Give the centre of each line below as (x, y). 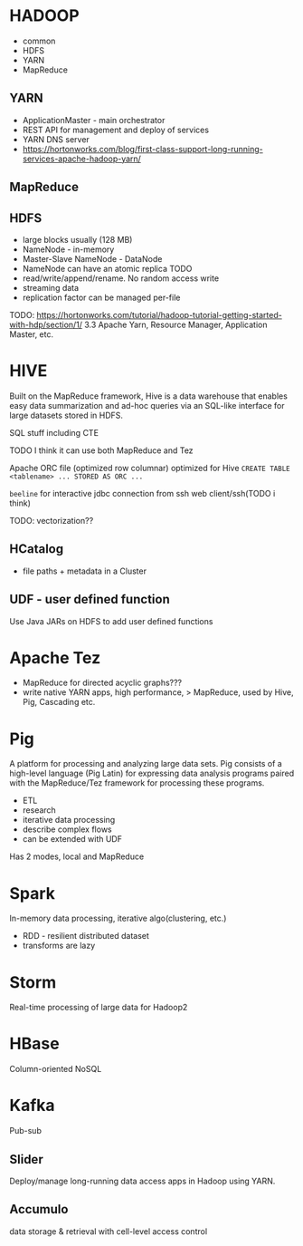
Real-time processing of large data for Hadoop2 (99, 1008)
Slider (26, 1159)
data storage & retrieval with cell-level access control (109, 1231)
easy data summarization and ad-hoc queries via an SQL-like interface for (147, 405)
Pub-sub (26, 1131)
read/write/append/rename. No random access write (121, 278)
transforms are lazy (59, 946)
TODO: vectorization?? (52, 520)
